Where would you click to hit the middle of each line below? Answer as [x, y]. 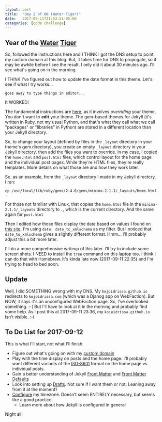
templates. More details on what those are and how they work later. [72, 167]
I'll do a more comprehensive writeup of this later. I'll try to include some [77, 249]
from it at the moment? [35, 389]
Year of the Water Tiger [41, 42]
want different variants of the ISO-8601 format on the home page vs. [80, 363]
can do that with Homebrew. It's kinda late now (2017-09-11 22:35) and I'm [79, 259]
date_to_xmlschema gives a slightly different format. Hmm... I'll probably [76, 234]
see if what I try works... [29, 84]
